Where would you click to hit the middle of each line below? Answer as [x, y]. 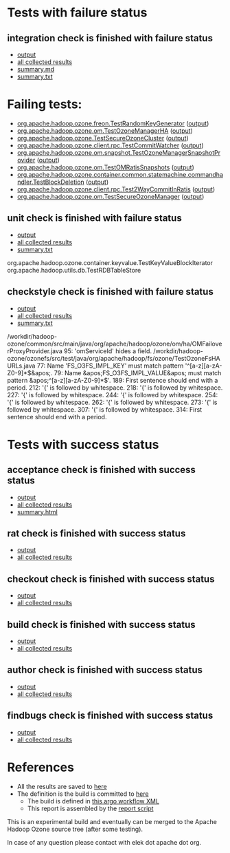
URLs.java [21, 366]
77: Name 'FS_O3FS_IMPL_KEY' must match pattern [110, 366]
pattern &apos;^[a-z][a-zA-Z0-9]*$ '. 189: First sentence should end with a [113, 380]
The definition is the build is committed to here [83, 794]
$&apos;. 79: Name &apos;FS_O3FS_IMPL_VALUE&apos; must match [124, 372]
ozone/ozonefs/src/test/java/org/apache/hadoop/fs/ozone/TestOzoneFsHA [114, 358]
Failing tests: [45, 104]
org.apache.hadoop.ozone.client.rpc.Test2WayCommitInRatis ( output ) [116, 189]
